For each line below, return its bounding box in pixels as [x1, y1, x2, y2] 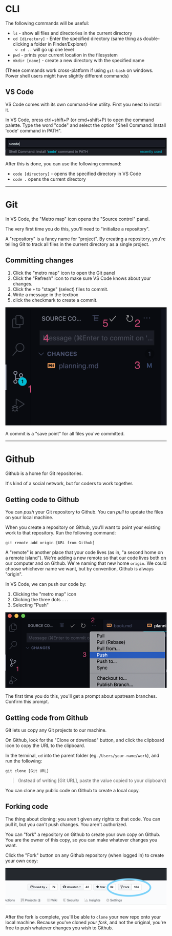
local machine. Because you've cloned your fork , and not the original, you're [5, 919, 166, 925]
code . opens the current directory [12, 176, 86, 182]
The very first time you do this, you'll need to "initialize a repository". [5, 225, 150, 232]
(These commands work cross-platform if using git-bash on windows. [5, 67, 154, 73]
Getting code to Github [5, 495, 79, 504]
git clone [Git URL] [5, 769, 50, 774]
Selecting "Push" [12, 602, 49, 608]
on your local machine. [5, 514, 54, 521]
